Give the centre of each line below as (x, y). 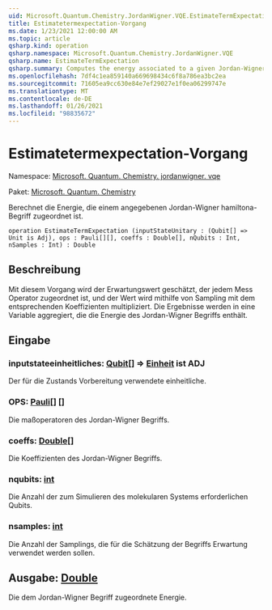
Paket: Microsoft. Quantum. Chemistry (72, 192)
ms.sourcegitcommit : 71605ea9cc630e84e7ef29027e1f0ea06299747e (117, 83)
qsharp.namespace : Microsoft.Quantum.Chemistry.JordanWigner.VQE (121, 53)
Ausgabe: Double (53, 578)
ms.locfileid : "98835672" (52, 114)
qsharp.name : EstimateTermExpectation (74, 61)
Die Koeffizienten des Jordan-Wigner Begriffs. (85, 459)
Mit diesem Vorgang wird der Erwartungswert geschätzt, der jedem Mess (131, 289)
